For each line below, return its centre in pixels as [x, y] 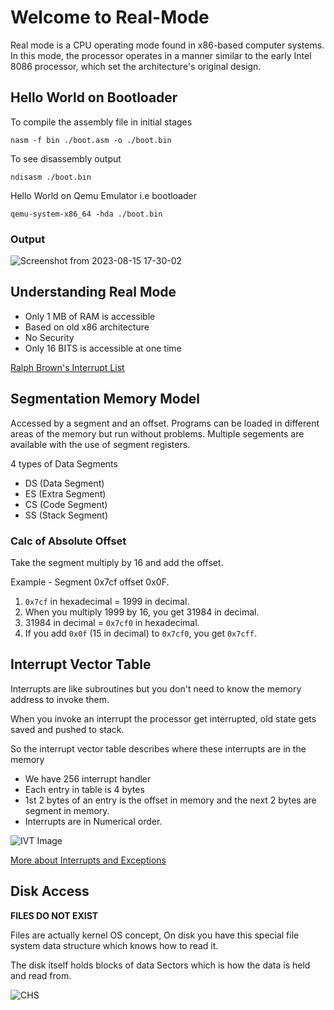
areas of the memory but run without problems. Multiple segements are [157, 433]
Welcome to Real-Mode [110, 17]
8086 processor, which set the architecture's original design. [136, 66]
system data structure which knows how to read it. [114, 945]
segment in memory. [67, 810]
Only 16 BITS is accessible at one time [103, 348]
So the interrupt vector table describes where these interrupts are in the [158, 748]
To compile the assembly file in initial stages [101, 122]
